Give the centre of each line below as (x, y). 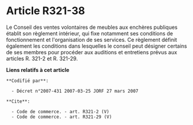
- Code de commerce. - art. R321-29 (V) (62, 117)
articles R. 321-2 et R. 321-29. (42, 58)
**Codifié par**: (27, 81)
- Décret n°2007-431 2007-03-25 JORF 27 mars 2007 (75, 91)
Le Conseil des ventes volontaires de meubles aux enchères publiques (92, 27)
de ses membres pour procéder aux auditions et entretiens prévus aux (92, 52)
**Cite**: (18, 101)
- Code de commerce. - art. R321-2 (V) (60, 111)
